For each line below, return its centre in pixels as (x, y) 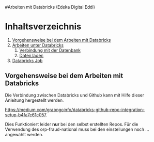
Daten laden (31, 55)
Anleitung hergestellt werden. (34, 100)
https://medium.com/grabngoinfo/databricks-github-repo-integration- (75, 110)
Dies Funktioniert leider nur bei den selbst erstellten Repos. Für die (72, 124)
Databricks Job (27, 61)
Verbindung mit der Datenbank (50, 50)
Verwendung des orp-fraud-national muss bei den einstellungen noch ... (77, 129)
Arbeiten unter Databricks (38, 45)
